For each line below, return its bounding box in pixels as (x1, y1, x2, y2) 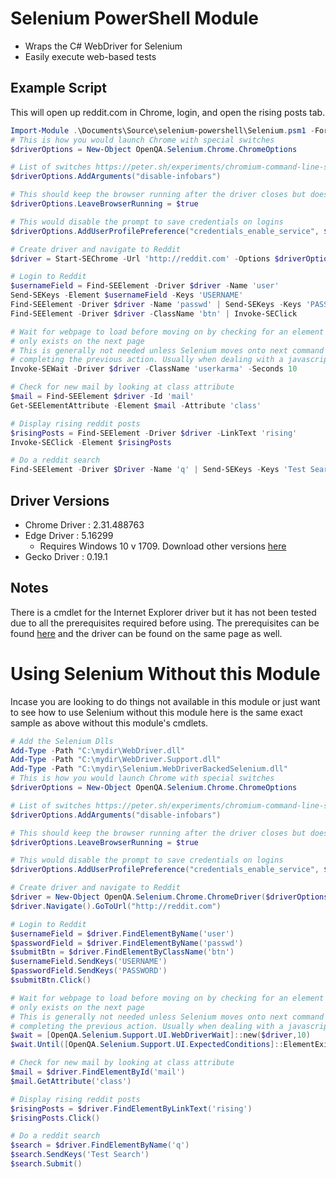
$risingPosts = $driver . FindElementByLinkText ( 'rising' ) (10, 1103, 253, 1114)
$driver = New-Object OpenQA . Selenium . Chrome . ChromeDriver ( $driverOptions (10, 892, 329, 902)
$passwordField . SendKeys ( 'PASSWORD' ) (10, 966, 168, 976)
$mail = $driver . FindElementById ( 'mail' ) (10, 1067, 186, 1077)
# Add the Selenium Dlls (10, 736, 114, 746)
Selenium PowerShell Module (10, 7, 259, 30)
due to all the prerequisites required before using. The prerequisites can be (10, 617, 320, 629)
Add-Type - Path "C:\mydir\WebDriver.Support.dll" (10, 755, 222, 765)
